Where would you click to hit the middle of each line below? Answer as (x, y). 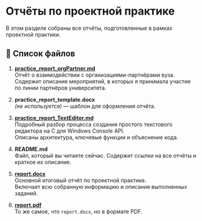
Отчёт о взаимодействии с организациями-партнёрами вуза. (94, 75)
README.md (31, 149)
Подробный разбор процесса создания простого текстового (93, 124)
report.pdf (28, 205)
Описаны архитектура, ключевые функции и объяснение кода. (96, 137)
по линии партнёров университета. (61, 88)
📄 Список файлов (40, 54)
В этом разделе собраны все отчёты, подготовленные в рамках (89, 28)
